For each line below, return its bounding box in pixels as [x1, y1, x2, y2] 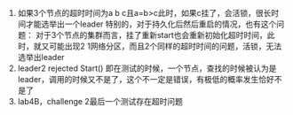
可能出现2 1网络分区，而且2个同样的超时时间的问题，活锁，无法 [48, 41, 282, 51]
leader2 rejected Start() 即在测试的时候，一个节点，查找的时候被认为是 [17, 63, 277, 73]
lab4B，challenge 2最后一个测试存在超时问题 [17, 96, 184, 106]
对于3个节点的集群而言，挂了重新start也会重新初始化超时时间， [35, 30, 268, 40]
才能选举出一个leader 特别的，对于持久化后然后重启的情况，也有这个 [25, 19, 277, 29]
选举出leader [17, 52, 65, 62]
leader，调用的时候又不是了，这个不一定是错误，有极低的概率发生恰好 [17, 74, 275, 84]
